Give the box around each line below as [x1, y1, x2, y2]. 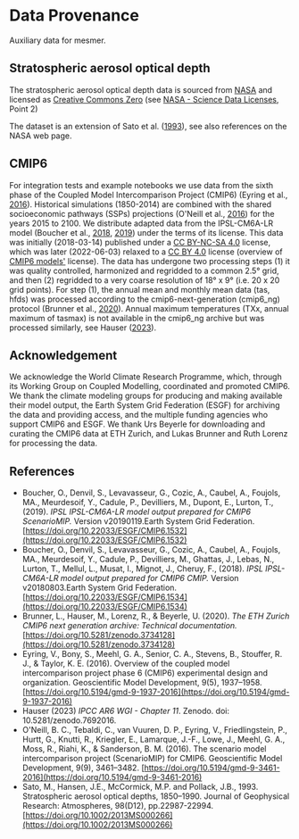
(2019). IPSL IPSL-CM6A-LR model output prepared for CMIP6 [21, 506, 252, 518]
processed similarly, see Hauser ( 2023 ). [9, 322, 157, 333]
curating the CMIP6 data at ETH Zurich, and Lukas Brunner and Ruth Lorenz [9, 428, 288, 439]
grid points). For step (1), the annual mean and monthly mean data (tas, [9, 284, 270, 295]
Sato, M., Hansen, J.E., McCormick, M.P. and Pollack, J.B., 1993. [21, 782, 259, 793]
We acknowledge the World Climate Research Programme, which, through [9, 371, 283, 382]
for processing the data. [9, 438, 98, 449]
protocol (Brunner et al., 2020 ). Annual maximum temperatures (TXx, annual [9, 303, 289, 313]
